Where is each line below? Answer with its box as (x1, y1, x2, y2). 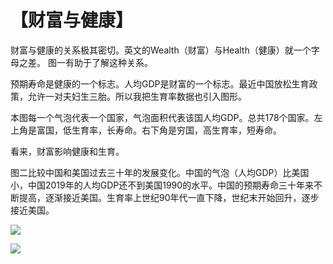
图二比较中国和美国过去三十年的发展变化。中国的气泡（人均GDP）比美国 (10, 166, 310, 178)
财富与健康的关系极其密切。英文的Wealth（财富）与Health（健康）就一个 (10, 44, 312, 56)
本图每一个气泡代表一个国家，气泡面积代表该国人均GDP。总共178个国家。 (10, 111, 315, 123)
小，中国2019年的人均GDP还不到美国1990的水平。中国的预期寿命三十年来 (10, 179, 315, 191)
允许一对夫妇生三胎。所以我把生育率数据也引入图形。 (27, 90, 247, 102)
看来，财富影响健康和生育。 (10, 145, 125, 157)
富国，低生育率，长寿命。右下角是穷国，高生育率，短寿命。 (36, 124, 282, 136)
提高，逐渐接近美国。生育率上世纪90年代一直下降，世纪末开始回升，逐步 (18, 191, 320, 203)
